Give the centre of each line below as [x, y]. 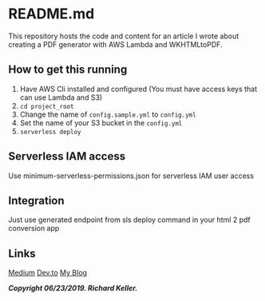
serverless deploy [50, 132]
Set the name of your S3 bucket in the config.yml [101, 123]
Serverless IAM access [67, 156]
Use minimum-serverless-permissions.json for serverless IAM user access [131, 176]
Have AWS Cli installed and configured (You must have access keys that [138, 89]
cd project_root [47, 106]
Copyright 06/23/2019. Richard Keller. [73, 288]
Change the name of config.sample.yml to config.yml [108, 114]
